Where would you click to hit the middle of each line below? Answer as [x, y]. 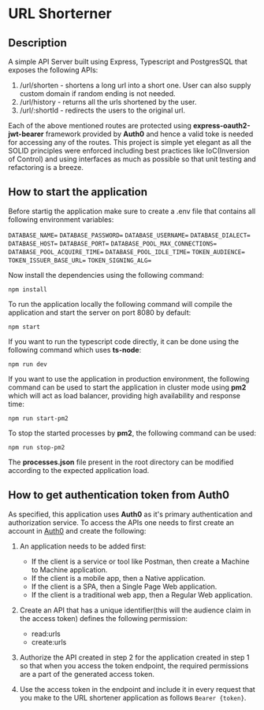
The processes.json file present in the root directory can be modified [121, 462]
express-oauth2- [221, 126]
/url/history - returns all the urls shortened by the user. [108, 102]
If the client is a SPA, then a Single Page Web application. [124, 586]
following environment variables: [61, 219]
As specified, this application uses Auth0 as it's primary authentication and [130, 514]
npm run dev [28, 364]
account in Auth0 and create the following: [77, 531]
